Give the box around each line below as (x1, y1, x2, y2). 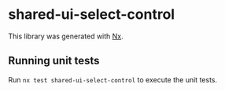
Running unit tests (8, 54, 100, 67)
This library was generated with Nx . (8, 31, 124, 41)
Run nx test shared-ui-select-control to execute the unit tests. (8, 75, 218, 84)
